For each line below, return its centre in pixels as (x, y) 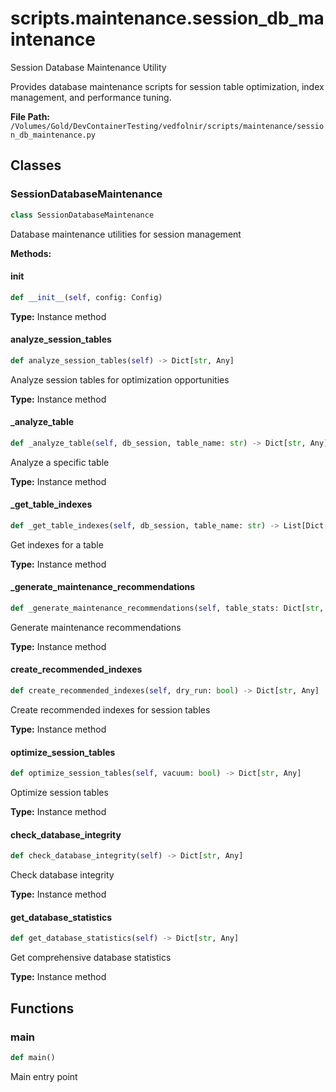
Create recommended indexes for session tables (110, 709)
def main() (33, 1057)
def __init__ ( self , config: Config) (86, 297)
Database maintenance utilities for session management (126, 234)
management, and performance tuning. (91, 97)
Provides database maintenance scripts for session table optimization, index (167, 86)
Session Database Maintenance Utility (88, 67)
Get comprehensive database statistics (91, 958)
